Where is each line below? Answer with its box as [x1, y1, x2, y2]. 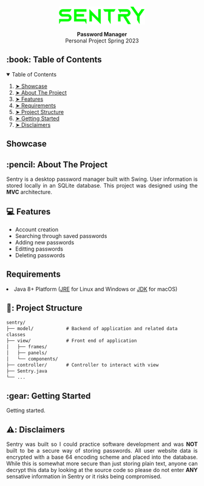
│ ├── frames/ [6, 344, 47, 350]
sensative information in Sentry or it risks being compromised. [6, 473, 162, 480]
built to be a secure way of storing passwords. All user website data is [6, 447, 198, 454]
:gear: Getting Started [6, 391, 91, 401]
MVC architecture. [6, 188, 53, 195]
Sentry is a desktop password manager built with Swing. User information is [6, 175, 198, 183]
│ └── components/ [6, 356, 59, 362]
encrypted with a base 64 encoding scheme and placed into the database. [6, 453, 198, 461]
